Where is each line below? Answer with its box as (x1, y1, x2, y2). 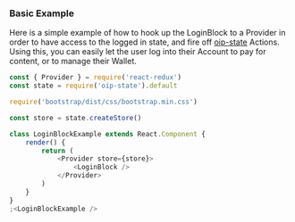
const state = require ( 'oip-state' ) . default (9, 81, 178, 91)
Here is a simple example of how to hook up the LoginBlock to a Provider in (9, 28, 286, 38)
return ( (41, 146, 74, 155)
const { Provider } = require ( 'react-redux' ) (9, 73, 181, 82)
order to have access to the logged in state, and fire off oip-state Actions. (9, 37, 280, 47)
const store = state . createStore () (9, 113, 142, 122)
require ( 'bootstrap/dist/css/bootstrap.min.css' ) (9, 97, 198, 107)
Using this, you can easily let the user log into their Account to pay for (9, 46, 266, 57)
